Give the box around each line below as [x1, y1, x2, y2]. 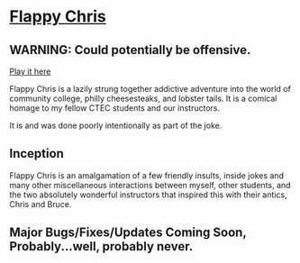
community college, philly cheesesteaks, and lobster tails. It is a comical [9, 93, 277, 104]
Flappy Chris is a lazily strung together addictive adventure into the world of [9, 84, 291, 94]
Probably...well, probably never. [9, 239, 194, 254]
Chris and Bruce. [9, 198, 72, 209]
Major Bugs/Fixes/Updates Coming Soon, [9, 225, 247, 240]
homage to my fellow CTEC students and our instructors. [9, 103, 221, 113]
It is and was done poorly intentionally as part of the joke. [9, 120, 223, 131]
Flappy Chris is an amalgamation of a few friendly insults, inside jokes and [9, 169, 284, 181]
